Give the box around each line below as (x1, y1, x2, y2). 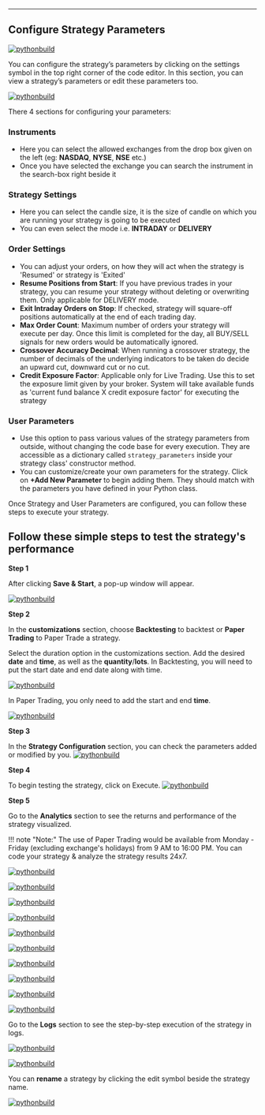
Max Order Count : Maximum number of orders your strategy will (19, 320, 230, 330)
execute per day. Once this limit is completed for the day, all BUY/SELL (19, 328, 250, 338)
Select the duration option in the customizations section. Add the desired (8, 648, 245, 657)
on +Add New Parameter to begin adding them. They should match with (19, 475, 255, 485)
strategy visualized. (8, 819, 72, 829)
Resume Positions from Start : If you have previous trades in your (19, 278, 233, 288)
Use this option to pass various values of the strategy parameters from (19, 433, 250, 443)
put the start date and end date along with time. (8, 664, 163, 675)
